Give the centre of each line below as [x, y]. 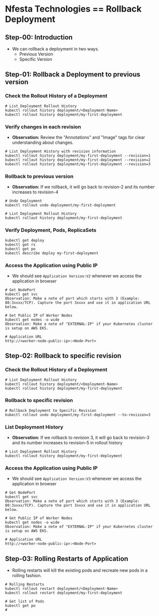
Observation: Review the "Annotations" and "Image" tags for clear [79, 137]
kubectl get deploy [25, 240]
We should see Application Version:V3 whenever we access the [77, 479]
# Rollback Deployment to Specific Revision [51, 410]
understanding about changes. [43, 142]
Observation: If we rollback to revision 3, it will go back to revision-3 [80, 438]
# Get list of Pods [25, 601]
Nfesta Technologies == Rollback [73, 9]
